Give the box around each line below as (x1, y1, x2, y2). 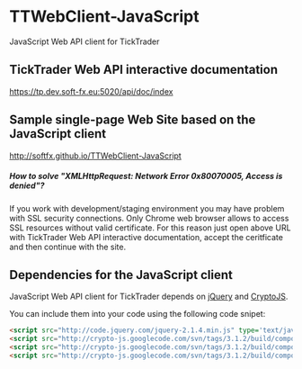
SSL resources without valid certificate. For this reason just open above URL (9, 222, 291, 233)
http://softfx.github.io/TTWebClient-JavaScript (9, 150, 182, 161)
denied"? (9, 180, 45, 191)
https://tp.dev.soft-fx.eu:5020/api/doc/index (9, 85, 173, 96)
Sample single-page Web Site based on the (9, 112, 256, 128)
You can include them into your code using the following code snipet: (9, 309, 266, 319)
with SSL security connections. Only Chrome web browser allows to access (9, 212, 289, 223)
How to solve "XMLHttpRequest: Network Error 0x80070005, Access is (9, 171, 283, 182)
